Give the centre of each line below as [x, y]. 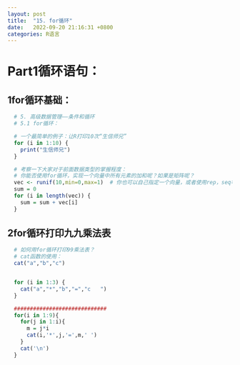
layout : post [27, 14]
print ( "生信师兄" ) [45, 150]
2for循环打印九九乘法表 [59, 233]
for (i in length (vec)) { [52, 196]
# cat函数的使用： [38, 257]
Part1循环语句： [54, 71]
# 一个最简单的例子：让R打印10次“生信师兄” [70, 136]
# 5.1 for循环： [36, 124]
